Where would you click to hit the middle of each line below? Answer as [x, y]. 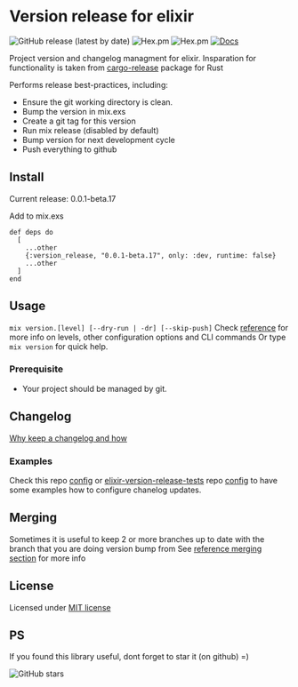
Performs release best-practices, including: [89, 84]
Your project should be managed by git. [94, 388]
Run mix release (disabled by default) [90, 130]
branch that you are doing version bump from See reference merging [136, 548]
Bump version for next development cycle [99, 140]
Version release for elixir [101, 16]
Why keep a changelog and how [68, 438]
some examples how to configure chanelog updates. [105, 490]
